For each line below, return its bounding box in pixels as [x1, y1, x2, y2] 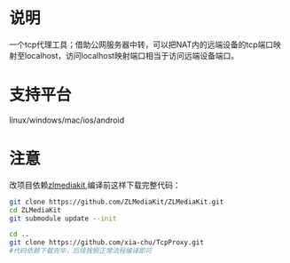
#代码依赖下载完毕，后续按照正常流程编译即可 [9, 246, 153, 256]
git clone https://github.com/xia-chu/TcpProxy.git [9, 238, 204, 247]
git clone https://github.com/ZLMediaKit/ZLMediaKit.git [9, 197, 224, 206]
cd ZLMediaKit [9, 205, 62, 214]
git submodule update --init [9, 214, 117, 223]
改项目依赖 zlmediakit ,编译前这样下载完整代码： [9, 179, 182, 190]
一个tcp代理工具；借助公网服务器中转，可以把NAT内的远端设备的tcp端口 [9, 39, 274, 50]
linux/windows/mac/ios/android [9, 115, 125, 125]
